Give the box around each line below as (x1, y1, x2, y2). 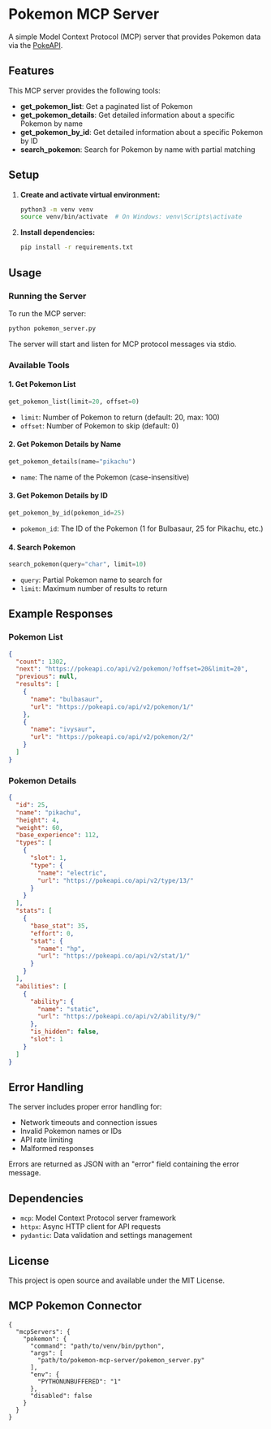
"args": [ (29, 1349, 63, 1357)
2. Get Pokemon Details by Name (8, 440, 122, 450)
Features (8, 64, 54, 78)
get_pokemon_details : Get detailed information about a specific (19, 110, 235, 119)
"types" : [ (15, 839, 53, 847)
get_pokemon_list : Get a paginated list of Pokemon (19, 101, 193, 111)
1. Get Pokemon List (8, 380, 76, 389)
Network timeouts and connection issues (19, 1118, 158, 1127)
